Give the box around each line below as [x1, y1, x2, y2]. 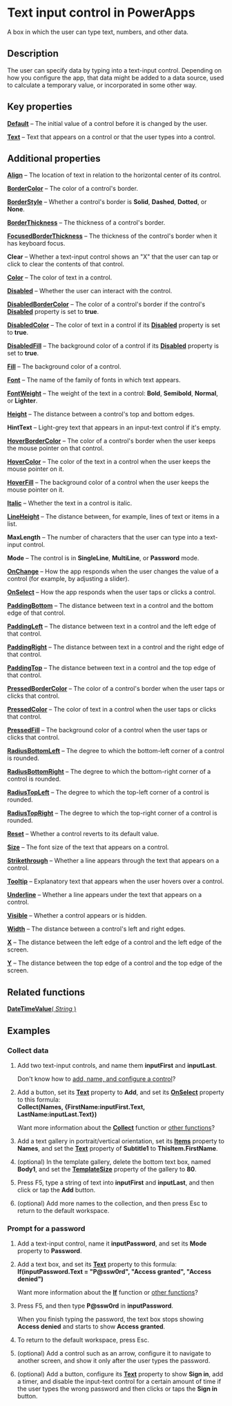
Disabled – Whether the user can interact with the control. [7, 287, 173, 295]
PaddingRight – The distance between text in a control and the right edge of [7, 643, 224, 651]
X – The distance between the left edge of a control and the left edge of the [7, 938, 222, 947]
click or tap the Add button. [17, 1185, 96, 1194]
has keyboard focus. [7, 239, 66, 248]
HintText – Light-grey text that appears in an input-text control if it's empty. [7, 423, 222, 432]
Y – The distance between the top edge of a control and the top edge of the [7, 959, 222, 968]
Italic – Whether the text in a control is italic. [7, 499, 133, 508]
